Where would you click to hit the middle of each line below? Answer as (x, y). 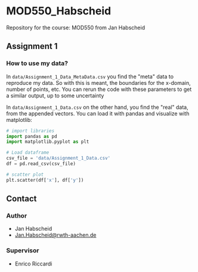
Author (17, 215)
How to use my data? (37, 63)
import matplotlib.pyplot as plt (48, 142)
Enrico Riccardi (33, 264)
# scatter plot (25, 175)
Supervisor (23, 250)
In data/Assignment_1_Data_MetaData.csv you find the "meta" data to (90, 77)
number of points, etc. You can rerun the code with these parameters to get (99, 89)
